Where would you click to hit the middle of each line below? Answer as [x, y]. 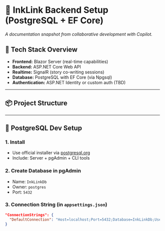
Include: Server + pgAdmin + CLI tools [51, 158]
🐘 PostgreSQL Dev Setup [44, 128]
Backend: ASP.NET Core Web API [46, 66]
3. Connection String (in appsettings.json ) [56, 205]
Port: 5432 [22, 192]
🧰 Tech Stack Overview [41, 49]
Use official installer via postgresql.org [51, 153]
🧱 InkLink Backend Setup [57, 10]
